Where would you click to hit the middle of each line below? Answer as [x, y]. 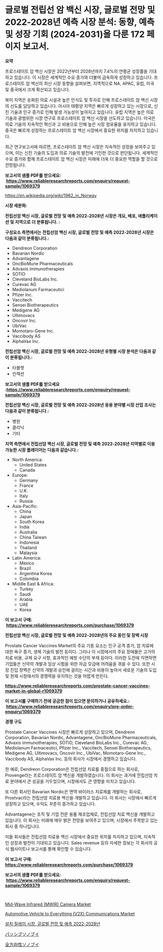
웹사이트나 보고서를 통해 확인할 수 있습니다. [51, 849]
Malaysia [28, 553]
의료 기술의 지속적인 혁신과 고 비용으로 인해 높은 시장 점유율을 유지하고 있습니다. [81, 124]
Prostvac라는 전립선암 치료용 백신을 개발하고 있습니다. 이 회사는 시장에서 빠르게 [81, 798]
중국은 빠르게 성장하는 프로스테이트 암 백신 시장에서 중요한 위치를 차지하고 [75, 130]
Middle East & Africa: [33, 584]
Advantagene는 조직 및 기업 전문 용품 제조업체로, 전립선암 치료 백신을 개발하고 [80, 814]
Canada [27, 470]
